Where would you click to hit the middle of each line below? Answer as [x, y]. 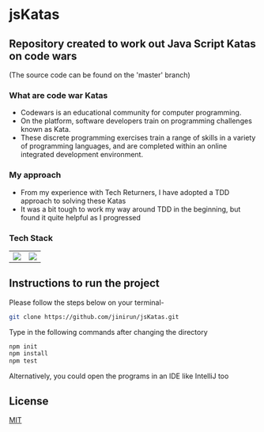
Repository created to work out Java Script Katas [132, 44]
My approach [35, 175]
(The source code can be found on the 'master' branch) [100, 75]
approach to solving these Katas [73, 201]
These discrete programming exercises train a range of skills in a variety [138, 138]
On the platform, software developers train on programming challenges [136, 121]
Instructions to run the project [85, 283]
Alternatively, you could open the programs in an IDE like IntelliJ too [119, 376]
